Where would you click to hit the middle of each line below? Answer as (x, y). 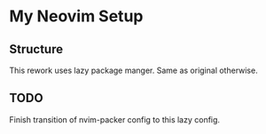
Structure (36, 49)
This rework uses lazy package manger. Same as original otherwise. (134, 70)
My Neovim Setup (76, 16)
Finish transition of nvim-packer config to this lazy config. (114, 119)
